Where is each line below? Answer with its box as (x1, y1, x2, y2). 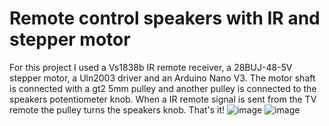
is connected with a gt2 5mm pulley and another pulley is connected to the (9, 82, 317, 94)
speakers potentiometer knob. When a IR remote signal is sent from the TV (9, 93, 317, 105)
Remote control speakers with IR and (9, 7, 321, 30)
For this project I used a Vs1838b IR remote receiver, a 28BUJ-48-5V (9, 61, 293, 73)
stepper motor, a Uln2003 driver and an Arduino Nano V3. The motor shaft (9, 72, 316, 84)
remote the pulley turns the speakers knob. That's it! (9, 103, 226, 116)
